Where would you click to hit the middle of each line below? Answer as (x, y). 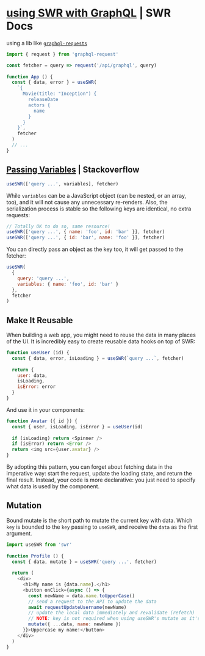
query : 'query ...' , (43, 278)
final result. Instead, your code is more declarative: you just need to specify (101, 480)
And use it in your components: (46, 409)
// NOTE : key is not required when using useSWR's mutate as (108, 619)
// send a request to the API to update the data (92, 602)
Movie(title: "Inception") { (59, 94)
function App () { (30, 76)
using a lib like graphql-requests (47, 43)
